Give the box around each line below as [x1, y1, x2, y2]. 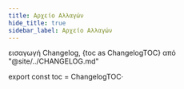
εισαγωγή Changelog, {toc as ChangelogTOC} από [8, 48, 176, 58]
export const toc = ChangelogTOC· [8, 72, 124, 82]
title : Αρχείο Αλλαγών [8, 11, 84, 20]
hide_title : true [8, 19, 66, 27]
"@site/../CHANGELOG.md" [8, 56, 99, 66]
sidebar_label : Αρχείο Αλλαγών [8, 26, 113, 34]
